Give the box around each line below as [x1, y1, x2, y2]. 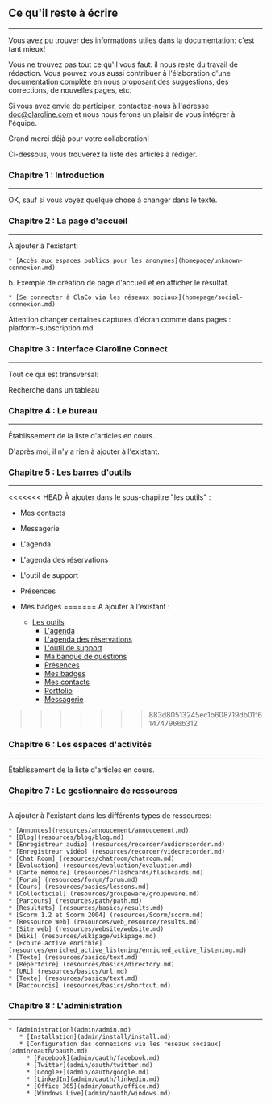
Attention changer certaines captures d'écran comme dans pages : [8, 314, 231, 325]
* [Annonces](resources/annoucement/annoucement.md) [8, 826, 190, 834]
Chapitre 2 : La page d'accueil [8, 215, 127, 226]
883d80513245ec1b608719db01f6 [148, 710, 262, 720]
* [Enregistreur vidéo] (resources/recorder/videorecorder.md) [8, 847, 226, 855]
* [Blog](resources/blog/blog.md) [8, 833, 125, 841]
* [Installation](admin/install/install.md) [19, 1033, 172, 1041]
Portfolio [44, 686, 73, 696]
